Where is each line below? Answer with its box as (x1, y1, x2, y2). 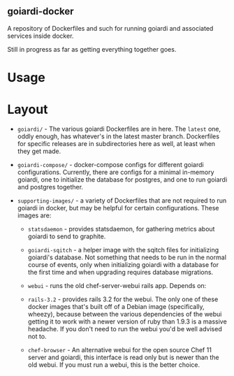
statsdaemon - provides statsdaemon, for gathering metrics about (27, 224, 215, 233)
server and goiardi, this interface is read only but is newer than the (27, 353, 219, 361)
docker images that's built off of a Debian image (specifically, (27, 302, 205, 310)
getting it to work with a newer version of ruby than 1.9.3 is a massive (27, 317, 227, 326)
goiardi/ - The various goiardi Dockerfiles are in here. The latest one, (17, 124, 221, 133)
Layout (7, 101, 48, 117)
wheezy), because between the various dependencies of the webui (27, 310, 222, 318)
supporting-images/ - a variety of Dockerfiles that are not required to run (17, 196, 227, 205)
